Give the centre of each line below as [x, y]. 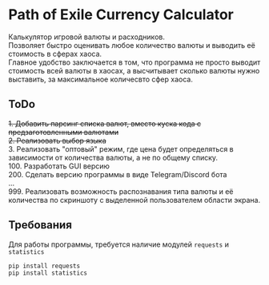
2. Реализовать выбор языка [57, 141]
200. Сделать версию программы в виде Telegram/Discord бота [118, 174]
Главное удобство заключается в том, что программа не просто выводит [134, 62]
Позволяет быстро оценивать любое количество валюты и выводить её [132, 45]
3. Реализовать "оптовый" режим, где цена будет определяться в [121, 148]
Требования [40, 225]
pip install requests [44, 266]
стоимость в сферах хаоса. [55, 53]
